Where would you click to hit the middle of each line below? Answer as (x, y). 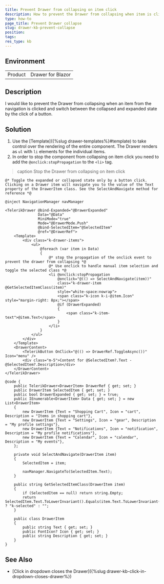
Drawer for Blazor (51, 74)
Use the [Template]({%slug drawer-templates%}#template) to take (79, 141)
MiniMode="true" (54, 219)
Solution (18, 129)
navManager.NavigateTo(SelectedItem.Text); (67, 472)
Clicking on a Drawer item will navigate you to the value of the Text (79, 185)
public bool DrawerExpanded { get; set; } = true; (66, 395)
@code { (13, 382)
